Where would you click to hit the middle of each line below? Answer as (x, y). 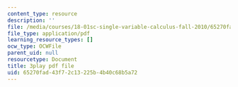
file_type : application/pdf (49, 33)
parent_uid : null (33, 53)
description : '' (31, 20)
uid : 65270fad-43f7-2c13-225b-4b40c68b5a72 (73, 72)
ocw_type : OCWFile (34, 46)
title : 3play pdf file (41, 66)
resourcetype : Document (42, 60)
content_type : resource (42, 14)
